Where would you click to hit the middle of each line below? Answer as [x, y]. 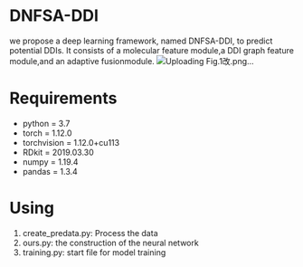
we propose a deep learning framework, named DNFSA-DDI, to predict [141, 41]
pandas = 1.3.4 [50, 171]
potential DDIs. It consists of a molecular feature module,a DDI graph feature [151, 50]
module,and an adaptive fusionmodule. [82, 61]
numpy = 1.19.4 [50, 162]
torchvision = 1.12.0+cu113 [71, 142]
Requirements [63, 98]
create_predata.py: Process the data [90, 233]
